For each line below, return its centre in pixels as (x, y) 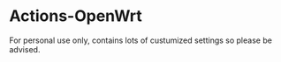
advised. (25, 49)
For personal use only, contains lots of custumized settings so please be (140, 40)
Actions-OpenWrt (76, 16)
